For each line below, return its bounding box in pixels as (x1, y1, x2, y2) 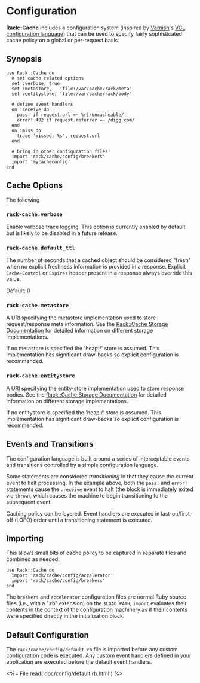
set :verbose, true (11, 80, 60, 86)
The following (6, 196, 40, 203)
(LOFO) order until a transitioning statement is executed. (14, 516, 153, 523)
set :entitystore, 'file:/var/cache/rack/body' (11, 91, 133, 97)
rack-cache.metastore (6, 302, 69, 309)
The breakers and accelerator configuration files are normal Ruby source (6, 593, 187, 600)
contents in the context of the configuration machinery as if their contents (6, 606, 188, 614)
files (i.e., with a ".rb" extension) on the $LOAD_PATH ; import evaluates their (6, 600, 187, 607)
